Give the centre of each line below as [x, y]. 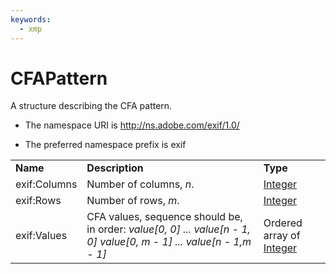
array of [282, 236]
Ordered [283, 223]
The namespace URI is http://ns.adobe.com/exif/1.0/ [132, 125]
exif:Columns [46, 184]
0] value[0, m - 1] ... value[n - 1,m [169, 242]
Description [115, 168]
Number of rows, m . [133, 201]
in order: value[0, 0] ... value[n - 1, [168, 229]
